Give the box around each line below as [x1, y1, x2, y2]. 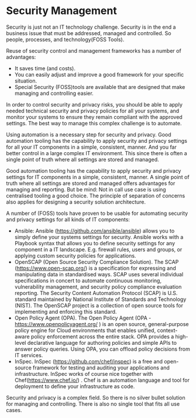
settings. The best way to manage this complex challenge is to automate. [6, 119, 182, 126]
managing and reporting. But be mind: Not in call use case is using [6, 186, 166, 193]
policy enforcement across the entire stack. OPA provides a [31, 333, 174, 340]
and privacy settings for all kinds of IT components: [6, 215, 130, 223]
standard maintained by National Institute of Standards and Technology [14, 296, 187, 303]
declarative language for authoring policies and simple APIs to [27, 339, 177, 346]
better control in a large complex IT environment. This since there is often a [6, 149, 187, 156]
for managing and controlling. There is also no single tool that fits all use [6, 400, 180, 407]
